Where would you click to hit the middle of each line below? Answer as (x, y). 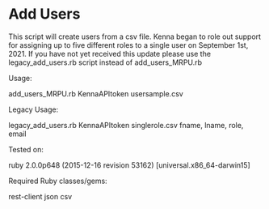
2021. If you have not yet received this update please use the (110, 53)
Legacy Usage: (34, 109)
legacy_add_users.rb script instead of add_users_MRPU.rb (105, 62)
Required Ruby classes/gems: (58, 181)
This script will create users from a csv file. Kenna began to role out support (134, 36)
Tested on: (26, 149)
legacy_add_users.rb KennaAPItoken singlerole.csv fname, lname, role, (126, 125)
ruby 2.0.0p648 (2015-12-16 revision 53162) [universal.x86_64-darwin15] (129, 165)
